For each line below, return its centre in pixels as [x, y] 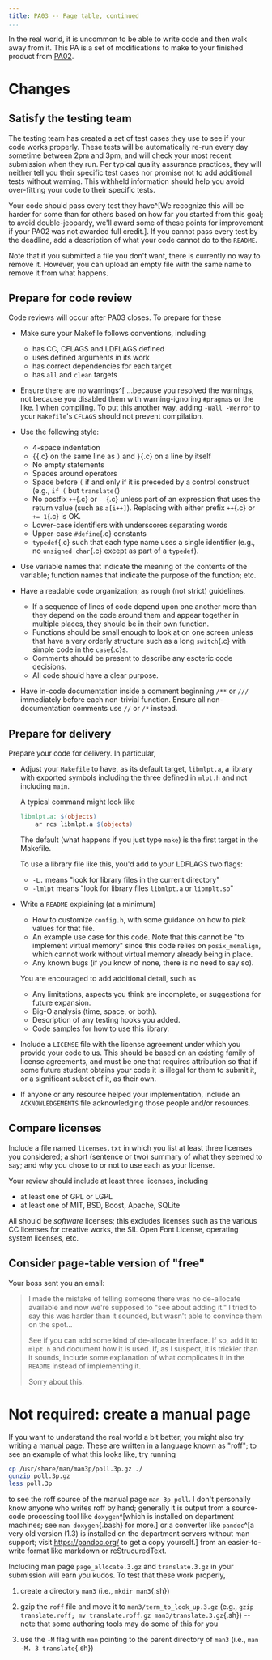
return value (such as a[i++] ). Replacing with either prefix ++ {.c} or [144, 508]
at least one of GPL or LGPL [66, 1196]
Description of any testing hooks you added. [106, 1020]
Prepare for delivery [60, 734]
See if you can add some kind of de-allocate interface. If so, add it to [143, 1340]
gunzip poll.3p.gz [39, 1476]
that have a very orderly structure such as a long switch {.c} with [139, 641]
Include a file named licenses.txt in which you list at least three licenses [130, 1147]
